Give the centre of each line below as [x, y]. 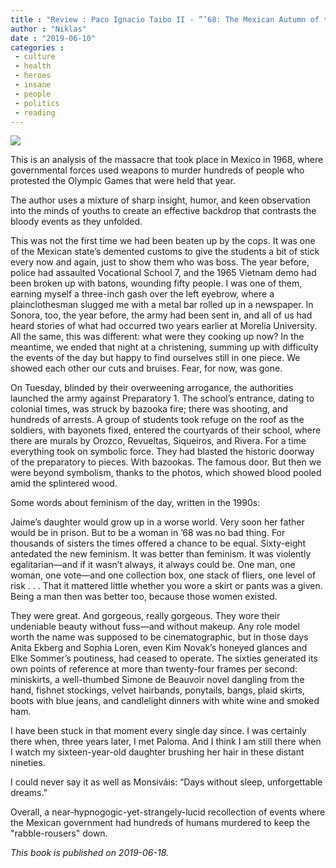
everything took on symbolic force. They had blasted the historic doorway [162, 452]
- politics [37, 103]
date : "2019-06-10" [53, 38]
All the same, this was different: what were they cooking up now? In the [157, 337]
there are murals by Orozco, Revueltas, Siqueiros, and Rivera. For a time [158, 441]
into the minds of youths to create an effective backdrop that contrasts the [163, 211]
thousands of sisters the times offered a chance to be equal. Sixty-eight [158, 543]
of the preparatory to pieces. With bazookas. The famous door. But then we [166, 462]
